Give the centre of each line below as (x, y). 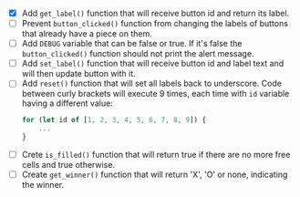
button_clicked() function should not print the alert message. (138, 54)
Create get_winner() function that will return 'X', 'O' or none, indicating (155, 174)
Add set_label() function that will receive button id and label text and (153, 64)
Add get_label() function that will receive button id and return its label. (155, 13)
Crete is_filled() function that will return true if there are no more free (156, 154)
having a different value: (67, 103)
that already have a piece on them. (87, 34)
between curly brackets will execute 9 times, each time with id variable (155, 94)
